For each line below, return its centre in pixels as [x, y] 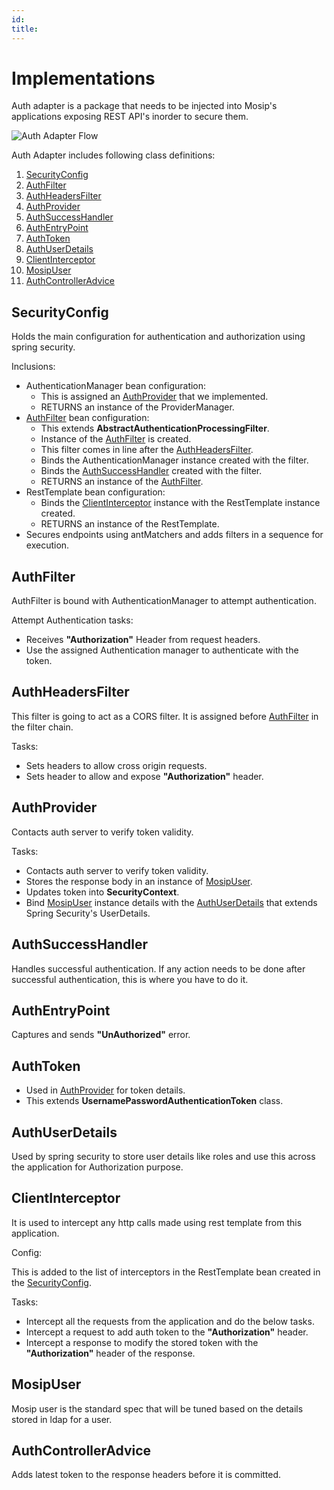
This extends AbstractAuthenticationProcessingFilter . [155, 428]
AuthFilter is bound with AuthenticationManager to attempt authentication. [164, 601]
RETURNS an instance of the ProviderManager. [137, 407]
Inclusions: [33, 367]
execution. [47, 545]
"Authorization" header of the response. [110, 1353]
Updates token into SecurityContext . [102, 892]
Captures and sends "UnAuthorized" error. [101, 1035]
